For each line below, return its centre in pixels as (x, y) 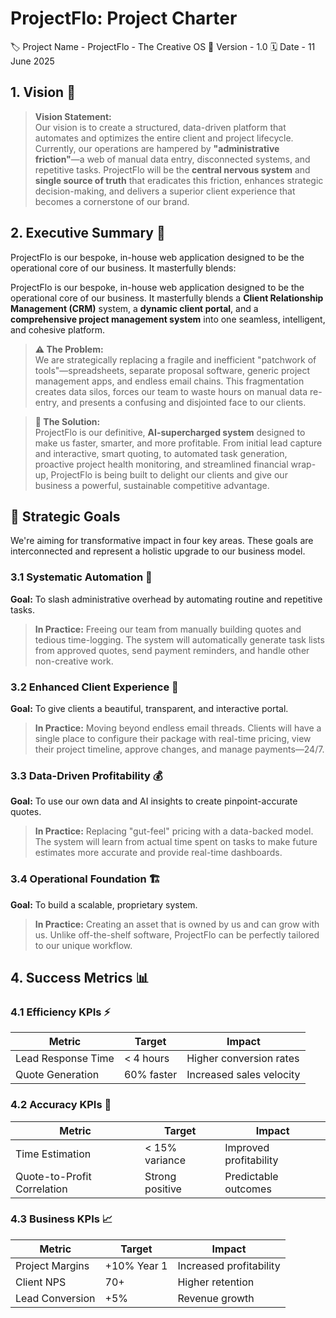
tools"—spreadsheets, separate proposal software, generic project (172, 370)
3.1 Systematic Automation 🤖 (81, 577)
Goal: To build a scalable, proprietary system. (104, 904)
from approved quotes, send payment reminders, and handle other (172, 650)
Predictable (251, 1176)
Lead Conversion (55, 1298)
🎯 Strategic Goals (65, 516)
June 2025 (32, 61)
